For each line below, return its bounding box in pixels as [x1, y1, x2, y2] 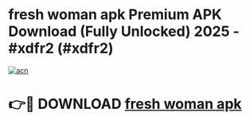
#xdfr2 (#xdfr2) [8, 40, 114, 57]
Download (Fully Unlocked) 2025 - [8, 22, 240, 41]
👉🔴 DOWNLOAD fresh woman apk [8, 95, 242, 113]
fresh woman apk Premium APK [8, 6, 223, 24]
